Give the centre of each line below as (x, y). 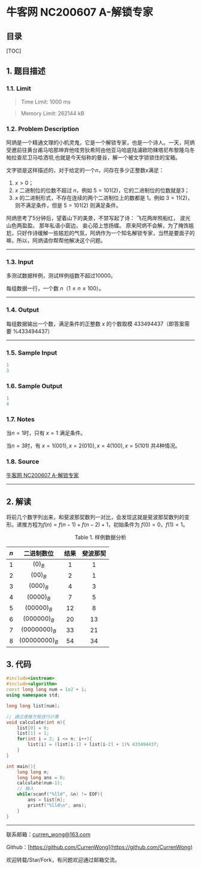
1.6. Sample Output (34, 386)
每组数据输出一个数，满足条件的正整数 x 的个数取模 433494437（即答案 (95, 324)
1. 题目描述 (26, 71)
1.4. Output (23, 310)
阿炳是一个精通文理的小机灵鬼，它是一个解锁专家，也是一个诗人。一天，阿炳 (100, 142)
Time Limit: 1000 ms (45, 102)
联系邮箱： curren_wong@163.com (48, 834)
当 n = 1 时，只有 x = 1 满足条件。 (46, 433)
